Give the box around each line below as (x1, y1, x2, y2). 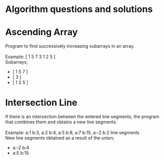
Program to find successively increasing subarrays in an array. (5, 43, 135, 49)
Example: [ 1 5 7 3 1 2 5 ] (5, 54, 56, 60)
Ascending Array (5, 27, 78, 38)
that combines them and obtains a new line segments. (5, 119, 117, 125)
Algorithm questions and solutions (5, 4, 153, 15)
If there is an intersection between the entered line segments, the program (5, 114, 159, 120)
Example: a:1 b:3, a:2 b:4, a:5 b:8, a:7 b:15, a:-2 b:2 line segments (5, 129, 140, 136)
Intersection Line (5, 97, 77, 108)
